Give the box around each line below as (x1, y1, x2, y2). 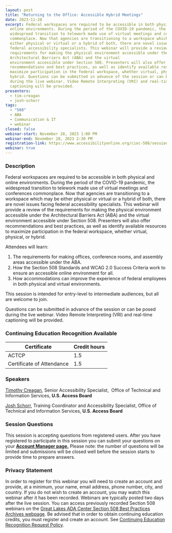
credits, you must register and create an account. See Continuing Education (5, 517, 165, 523)
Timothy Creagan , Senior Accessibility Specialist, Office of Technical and (5, 387, 161, 393)
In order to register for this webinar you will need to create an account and (5, 478, 162, 484)
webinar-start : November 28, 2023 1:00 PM (5, 131, 97, 136)
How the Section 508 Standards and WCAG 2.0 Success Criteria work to (12, 265, 166, 271)
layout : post (5, 7, 33, 13)
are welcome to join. (5, 296, 48, 303)
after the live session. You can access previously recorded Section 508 (5, 500, 155, 506)
